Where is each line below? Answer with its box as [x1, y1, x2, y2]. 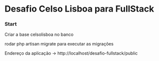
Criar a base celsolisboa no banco [4, 31, 74, 37]
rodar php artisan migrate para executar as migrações [4, 41, 114, 47]
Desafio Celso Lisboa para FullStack [4, 3, 155, 15]
